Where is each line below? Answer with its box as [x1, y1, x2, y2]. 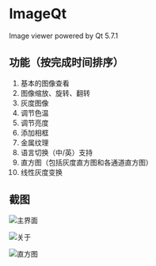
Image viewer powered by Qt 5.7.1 [9, 31, 118, 40]
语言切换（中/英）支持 [20, 147, 93, 157]
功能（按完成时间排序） [9, 56, 124, 70]
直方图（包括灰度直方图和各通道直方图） [20, 158, 153, 167]
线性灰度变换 [20, 167, 63, 177]
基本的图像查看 [20, 78, 70, 88]
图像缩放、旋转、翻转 [20, 88, 90, 97]
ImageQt [9, 5, 67, 23]
